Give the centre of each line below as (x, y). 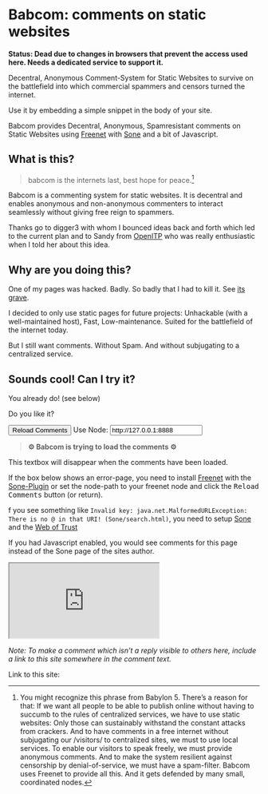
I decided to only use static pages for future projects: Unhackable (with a (128, 313)
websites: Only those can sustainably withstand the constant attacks (132, 723)
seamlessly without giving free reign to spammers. (91, 212)
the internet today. (39, 330)
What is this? (41, 159)
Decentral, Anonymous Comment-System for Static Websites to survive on (131, 77)
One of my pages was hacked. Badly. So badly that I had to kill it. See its (127, 289)
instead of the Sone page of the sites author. (81, 551)
